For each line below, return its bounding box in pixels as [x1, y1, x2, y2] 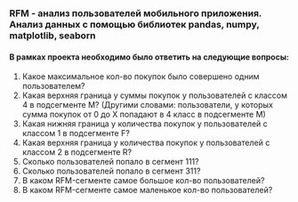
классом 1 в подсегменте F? [21, 128, 131, 139]
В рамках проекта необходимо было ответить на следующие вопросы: [9, 52, 289, 62]
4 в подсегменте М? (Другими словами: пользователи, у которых [21, 100, 274, 110]
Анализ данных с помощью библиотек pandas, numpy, [9, 18, 260, 30]
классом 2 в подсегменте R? [21, 147, 132, 158]
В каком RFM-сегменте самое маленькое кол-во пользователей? [21, 185, 273, 196]
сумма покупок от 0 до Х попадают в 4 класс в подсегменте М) [21, 109, 267, 120]
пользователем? [21, 81, 85, 92]
